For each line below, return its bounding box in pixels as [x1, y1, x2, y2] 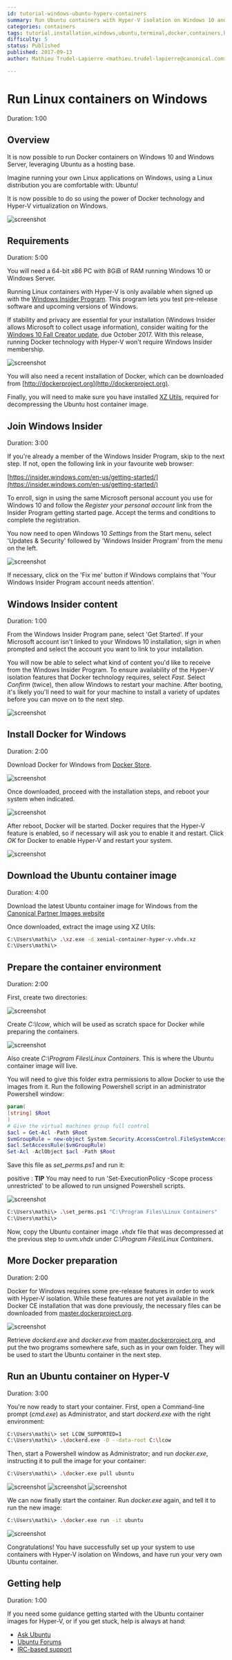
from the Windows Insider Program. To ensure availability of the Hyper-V [7, 665, 214, 674]
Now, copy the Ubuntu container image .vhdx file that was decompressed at [7, 1227, 224, 1236]
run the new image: [7, 1503, 62, 1512]
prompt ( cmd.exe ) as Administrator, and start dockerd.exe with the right [7, 1410, 211, 1418]
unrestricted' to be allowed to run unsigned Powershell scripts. [7, 1182, 186, 1190]
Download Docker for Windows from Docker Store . [7, 760, 152, 769]
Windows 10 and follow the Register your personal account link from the [7, 501, 213, 509]
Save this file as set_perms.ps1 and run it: [7, 1161, 125, 1169]
